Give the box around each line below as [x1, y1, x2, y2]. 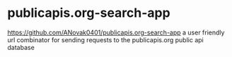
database [7, 43, 35, 51]
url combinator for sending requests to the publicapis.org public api [7, 35, 204, 44]
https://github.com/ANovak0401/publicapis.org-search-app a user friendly [7, 28, 225, 37]
